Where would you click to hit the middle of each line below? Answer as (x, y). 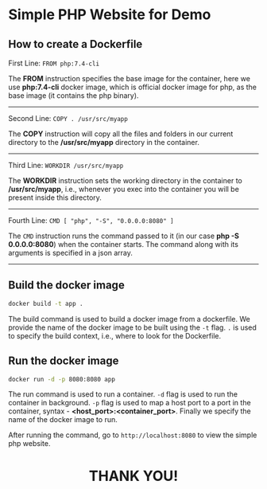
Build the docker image (66, 286)
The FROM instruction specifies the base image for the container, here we (129, 78)
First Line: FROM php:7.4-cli (54, 63)
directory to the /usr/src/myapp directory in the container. (104, 142)
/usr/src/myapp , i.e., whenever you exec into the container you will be (124, 189)
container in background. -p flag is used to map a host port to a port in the (130, 403)
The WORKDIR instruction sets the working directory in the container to (125, 180)
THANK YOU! (133, 476)
